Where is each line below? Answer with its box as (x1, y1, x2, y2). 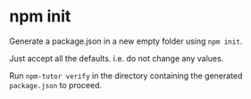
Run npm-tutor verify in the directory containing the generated (9, 70, 243, 81)
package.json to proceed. (9, 79, 103, 90)
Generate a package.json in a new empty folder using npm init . (9, 36, 243, 46)
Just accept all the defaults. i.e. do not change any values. (9, 53, 224, 63)
